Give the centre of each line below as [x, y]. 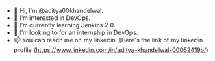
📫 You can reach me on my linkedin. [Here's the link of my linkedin [108, 40]
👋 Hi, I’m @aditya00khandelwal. [59, 11]
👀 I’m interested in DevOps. [52, 18]
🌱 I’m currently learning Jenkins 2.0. [64, 25]
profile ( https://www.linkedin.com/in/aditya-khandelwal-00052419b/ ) [111, 50]
